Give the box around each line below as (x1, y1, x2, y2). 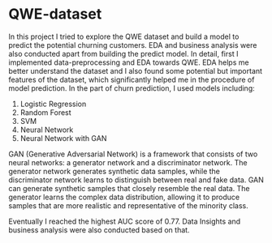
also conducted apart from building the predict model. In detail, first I (8, 49, 239, 58)
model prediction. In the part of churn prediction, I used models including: (8, 83, 256, 93)
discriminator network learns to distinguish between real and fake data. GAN (8, 175, 264, 185)
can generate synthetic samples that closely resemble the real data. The (8, 183, 250, 193)
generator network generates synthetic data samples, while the (8, 166, 221, 176)
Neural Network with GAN (19, 133, 107, 143)
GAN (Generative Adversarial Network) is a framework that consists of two (8, 149, 258, 159)
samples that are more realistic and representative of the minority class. (8, 200, 249, 211)
